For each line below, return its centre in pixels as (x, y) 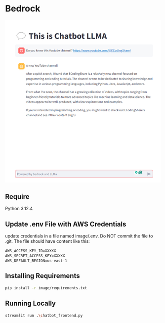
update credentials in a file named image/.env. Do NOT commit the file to (79, 236)
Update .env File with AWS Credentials (66, 224)
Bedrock (23, 9)
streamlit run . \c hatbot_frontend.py (44, 315)
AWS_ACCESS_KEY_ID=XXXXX (31, 251)
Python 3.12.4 (19, 209)
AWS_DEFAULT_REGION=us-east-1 (36, 261)
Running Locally (30, 303)
